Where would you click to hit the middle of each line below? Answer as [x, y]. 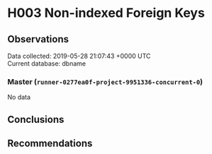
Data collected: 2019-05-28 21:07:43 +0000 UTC [79, 56]
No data [19, 97]
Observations [38, 39]
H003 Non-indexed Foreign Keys [106, 13]
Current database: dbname [47, 64]
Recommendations [50, 144]
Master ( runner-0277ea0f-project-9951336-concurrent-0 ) [105, 81]
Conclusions [36, 119]
